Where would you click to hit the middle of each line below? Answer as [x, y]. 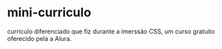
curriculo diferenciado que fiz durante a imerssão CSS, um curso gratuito [111, 31]
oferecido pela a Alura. [40, 38]
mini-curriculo [49, 13]
